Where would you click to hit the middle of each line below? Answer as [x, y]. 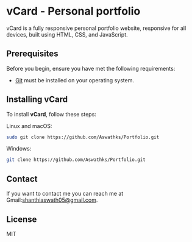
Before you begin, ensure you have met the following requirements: [91, 68]
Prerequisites [32, 54]
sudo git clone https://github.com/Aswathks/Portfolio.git [83, 137]
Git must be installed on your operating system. [74, 80]
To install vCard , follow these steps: [51, 114]
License [22, 219]
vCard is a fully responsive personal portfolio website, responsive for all [96, 28]
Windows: [19, 149]
